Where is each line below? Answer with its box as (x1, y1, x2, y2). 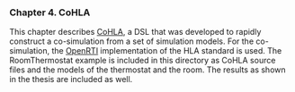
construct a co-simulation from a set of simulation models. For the (9, 36, 255, 46)
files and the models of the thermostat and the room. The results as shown (9, 64, 286, 75)
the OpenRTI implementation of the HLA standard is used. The (51, 46, 282, 56)
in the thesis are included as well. (9, 74, 133, 85)
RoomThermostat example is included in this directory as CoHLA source (9, 55, 276, 66)
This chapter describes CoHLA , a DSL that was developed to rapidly (9, 27, 262, 38)
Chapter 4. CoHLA (9, 6, 91, 19)
